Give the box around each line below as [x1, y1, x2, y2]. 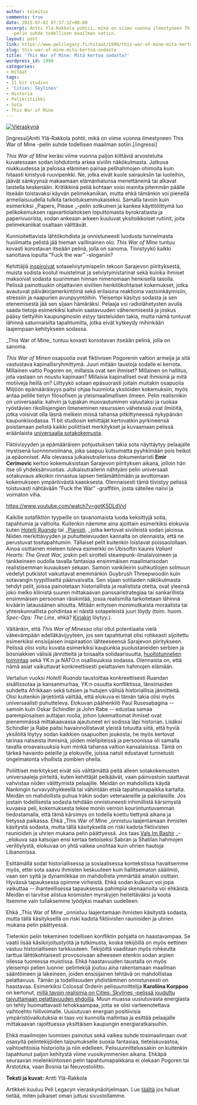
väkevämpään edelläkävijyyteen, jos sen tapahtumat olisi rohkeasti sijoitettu [6, 631, 189, 639]
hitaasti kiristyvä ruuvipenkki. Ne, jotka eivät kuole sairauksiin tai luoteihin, [6, 171, 185, 178]
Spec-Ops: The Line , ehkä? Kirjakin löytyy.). [6, 614, 113, 621]
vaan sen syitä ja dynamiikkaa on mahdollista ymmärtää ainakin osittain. [6, 872, 180, 879]
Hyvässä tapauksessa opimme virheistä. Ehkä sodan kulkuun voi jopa [6, 879, 174, 886]
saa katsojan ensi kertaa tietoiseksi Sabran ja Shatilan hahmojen [28, 836, 184, 843]
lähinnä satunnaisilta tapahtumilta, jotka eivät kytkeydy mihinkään [6, 319, 164, 326]
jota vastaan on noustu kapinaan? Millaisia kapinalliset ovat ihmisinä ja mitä [6, 373, 187, 381]
